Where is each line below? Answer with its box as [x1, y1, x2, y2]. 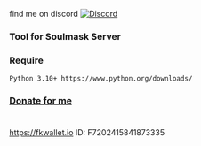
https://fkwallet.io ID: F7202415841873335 [9, 127, 165, 138]
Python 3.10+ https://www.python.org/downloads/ [9, 74, 193, 83]
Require [9, 54, 44, 66]
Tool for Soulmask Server [9, 30, 122, 42]
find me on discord [9, 9, 78, 19]
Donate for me [9, 95, 73, 107]
